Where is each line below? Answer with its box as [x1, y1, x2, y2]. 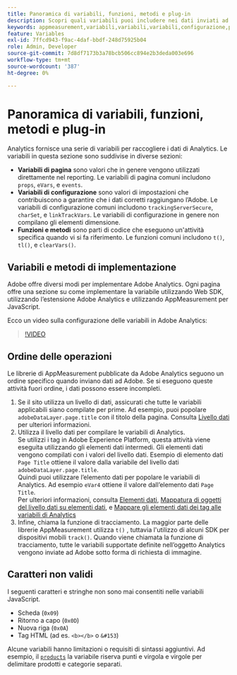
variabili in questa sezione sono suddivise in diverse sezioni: [7, 152, 183, 160]
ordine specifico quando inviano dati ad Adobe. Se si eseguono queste [7, 377, 213, 385]
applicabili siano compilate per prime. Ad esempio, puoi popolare [17, 406, 207, 414]
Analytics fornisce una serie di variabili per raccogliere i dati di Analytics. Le [7, 144, 228, 153]
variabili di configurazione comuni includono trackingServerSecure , [17, 203, 214, 212]
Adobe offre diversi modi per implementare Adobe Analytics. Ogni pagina [7, 280, 221, 288]
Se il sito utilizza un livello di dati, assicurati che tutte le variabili [17, 398, 202, 406]
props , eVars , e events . [17, 181, 83, 189]
